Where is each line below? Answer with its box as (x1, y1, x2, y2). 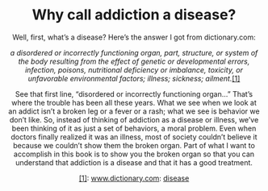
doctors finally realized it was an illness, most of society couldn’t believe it (10, 131, 258, 142)
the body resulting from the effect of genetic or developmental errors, (18, 56, 250, 66)
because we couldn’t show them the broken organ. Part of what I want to (13, 140, 255, 150)
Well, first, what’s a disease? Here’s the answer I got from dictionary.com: (11, 32, 257, 42)
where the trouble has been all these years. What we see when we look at (11, 98, 257, 107)
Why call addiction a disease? (31, 6, 237, 24)
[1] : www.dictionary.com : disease (78, 173, 190, 183)
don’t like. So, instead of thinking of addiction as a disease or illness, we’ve (9, 114, 259, 124)
